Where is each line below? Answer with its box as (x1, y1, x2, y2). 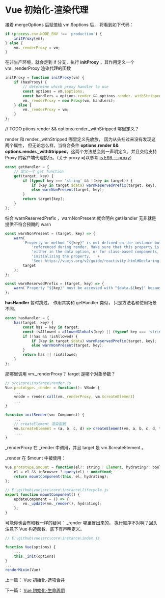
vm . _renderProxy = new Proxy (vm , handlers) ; (23, 98, 115, 103)
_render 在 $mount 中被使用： (5, 455, 66, 461)
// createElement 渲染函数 (14, 421, 66, 427)
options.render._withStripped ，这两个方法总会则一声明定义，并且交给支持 (5, 148, 157, 155)
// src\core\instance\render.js (5, 380, 71, 386)
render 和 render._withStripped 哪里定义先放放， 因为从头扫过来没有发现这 (5, 136, 156, 142)
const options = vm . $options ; (23, 89, 84, 94)
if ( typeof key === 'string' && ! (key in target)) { (23, 178, 133, 183)
